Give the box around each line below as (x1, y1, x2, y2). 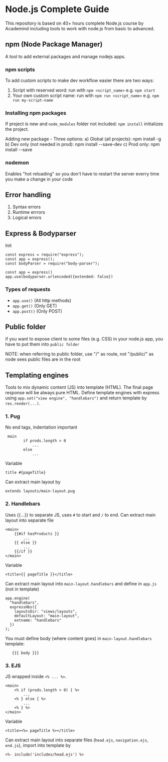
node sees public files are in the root (5, 356, 81, 363)
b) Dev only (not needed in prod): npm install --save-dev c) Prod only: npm (5, 141, 160, 147)
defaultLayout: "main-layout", (14, 613, 80, 618)
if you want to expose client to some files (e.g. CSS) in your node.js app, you (5, 336, 163, 342)
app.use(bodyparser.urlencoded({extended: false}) (5, 274, 113, 280)
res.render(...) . (5, 400, 41, 406)
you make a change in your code (5, 176, 73, 182)
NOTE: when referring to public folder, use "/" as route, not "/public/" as (5, 351, 154, 357)
